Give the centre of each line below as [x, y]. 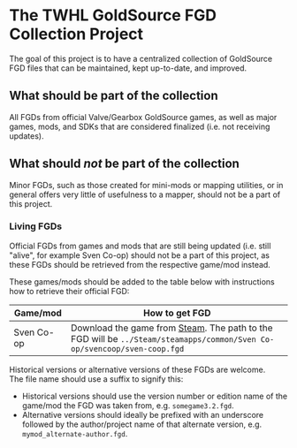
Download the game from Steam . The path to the [171, 328]
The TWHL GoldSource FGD [113, 15]
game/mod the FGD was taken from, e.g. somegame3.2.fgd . [128, 405]
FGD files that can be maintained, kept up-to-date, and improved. [128, 68]
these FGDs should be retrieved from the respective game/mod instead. [140, 264]
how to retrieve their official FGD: [69, 291]
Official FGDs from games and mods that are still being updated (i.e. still [140, 246]
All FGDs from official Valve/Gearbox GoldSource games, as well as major [143, 117]
